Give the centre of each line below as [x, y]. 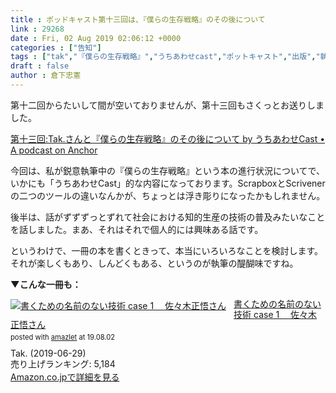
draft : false [40, 66]
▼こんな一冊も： [46, 284]
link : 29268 [37, 29]
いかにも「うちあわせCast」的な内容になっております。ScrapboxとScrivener [168, 183]
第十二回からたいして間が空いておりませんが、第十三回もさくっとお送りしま [167, 105]
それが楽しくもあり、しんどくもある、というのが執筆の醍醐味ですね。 [154, 263]
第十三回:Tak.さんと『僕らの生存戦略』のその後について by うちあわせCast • [168, 138]
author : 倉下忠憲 [46, 76]
